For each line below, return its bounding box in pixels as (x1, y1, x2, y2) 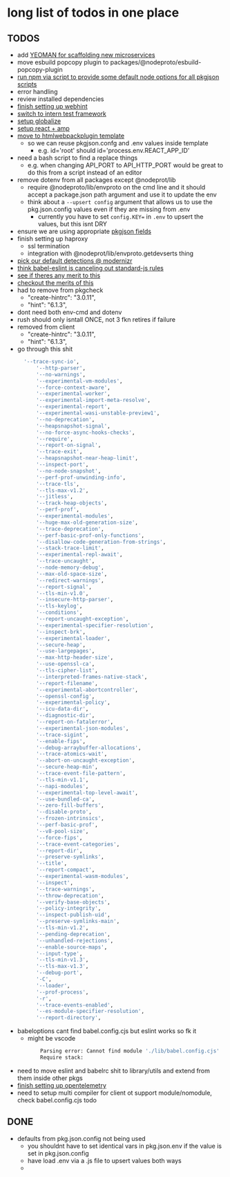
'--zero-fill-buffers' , (35, 802, 105, 809)
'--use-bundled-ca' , (35, 796, 95, 803)
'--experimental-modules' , (35, 513, 114, 520)
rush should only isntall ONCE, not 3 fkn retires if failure (17, 316, 176, 323)
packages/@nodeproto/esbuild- (110, 58, 202, 66)
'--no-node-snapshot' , (35, 467, 102, 475)
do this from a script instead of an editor (27, 168, 142, 176)
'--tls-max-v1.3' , (35, 963, 89, 970)
